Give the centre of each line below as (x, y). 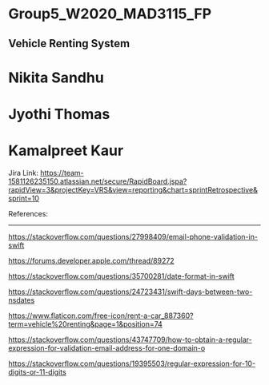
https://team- (62, 173)
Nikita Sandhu (56, 77)
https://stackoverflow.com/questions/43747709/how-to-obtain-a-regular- (130, 339)
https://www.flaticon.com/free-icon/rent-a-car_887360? (101, 316)
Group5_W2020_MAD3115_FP (110, 14)
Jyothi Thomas (59, 114)
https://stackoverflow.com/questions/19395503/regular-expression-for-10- (132, 363)
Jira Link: (23, 173)
